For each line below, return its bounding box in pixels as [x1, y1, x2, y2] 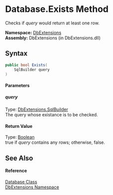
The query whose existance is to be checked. [5, 111, 98, 117]
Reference [5, 168, 27, 174]
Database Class [5, 179, 37, 185]
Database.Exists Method [5, 3, 109, 15]
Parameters [5, 82, 30, 88]
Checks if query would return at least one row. [5, 20, 100, 26]
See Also [5, 154, 33, 162]
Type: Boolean [5, 134, 35, 140]
